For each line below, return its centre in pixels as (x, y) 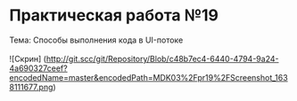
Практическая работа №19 (114, 16)
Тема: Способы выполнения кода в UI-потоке (96, 40)
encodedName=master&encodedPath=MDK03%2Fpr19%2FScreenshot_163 (148, 77)
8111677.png (31, 87)
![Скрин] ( (28, 58)
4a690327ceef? (39, 68)
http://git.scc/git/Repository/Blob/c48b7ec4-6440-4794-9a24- (162, 58)
